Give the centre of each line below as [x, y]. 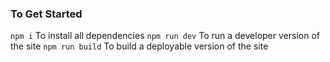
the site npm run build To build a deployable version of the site [139, 46]
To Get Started [46, 14]
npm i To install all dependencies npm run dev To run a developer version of [165, 36]
